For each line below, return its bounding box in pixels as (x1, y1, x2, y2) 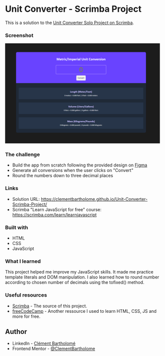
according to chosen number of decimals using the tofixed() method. (5, 279, 145, 285)
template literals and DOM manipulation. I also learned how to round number (5, 274, 160, 280)
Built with (5, 224, 28, 231)
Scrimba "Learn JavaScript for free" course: (12, 206, 102, 212)
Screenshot (5, 32, 33, 39)
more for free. (12, 313, 41, 319)
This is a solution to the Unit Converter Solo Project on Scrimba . (5, 20, 134, 26)
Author (5, 328, 27, 336)
